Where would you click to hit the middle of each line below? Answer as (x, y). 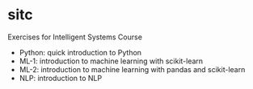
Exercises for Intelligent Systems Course (75, 37)
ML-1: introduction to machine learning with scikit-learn (111, 61)
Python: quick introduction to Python (80, 52)
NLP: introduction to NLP (61, 78)
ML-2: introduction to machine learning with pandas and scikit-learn (132, 69)
